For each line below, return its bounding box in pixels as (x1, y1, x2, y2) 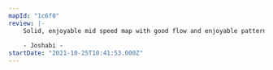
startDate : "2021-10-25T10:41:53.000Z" (8, 49, 144, 57)
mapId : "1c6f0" (8, 11, 60, 20)
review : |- (8, 19, 45, 27)
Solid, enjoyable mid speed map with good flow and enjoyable (23, 27, 238, 35)
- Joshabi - (23, 42, 63, 50)
